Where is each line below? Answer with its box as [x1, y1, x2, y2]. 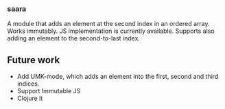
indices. [16, 80, 40, 88]
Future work [7, 54, 60, 66]
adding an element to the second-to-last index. [7, 34, 141, 43]
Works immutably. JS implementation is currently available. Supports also [7, 27, 215, 35]
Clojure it [16, 94, 43, 103]
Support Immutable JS [16, 87, 81, 95]
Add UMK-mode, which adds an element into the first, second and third [16, 73, 219, 81]
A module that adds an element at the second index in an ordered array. [7, 20, 211, 28]
